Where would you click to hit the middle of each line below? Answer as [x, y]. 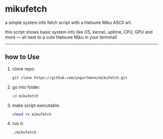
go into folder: [26, 87]
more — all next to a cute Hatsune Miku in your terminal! [61, 37]
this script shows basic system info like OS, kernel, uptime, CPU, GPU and [79, 32]
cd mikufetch [25, 96]
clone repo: [24, 69]
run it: [18, 123]
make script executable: [36, 105]
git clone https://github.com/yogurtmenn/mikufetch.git [70, 78]
